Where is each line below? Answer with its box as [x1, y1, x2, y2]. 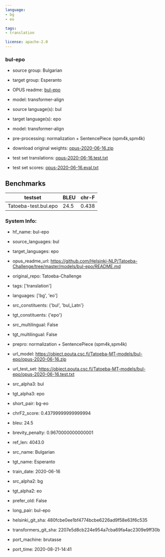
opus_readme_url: [12, 258, 50, 264]
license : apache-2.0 [5, 40, 48, 45]
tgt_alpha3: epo [12, 391, 45, 397]
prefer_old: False [12, 498, 47, 504]
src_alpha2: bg [12, 478, 43, 484]
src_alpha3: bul [12, 381, 44, 387]
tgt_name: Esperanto [12, 459, 55, 465]
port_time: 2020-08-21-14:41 [12, 546, 72, 552]
